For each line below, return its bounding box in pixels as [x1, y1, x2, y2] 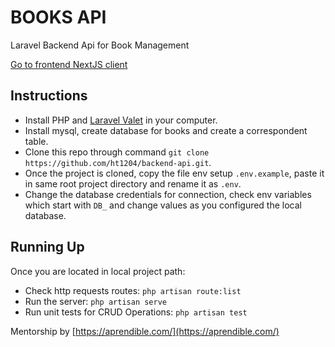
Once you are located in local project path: [10, 265, 186, 277]
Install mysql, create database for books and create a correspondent [24, 124, 308, 136]
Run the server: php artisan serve [24, 295, 167, 307]
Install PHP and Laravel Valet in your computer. [24, 114, 218, 126]
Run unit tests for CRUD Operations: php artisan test [24, 306, 248, 318]
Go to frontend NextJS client [10, 58, 128, 70]
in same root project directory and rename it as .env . [24, 177, 242, 190]
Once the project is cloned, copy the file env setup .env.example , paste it [24, 167, 325, 179]
